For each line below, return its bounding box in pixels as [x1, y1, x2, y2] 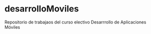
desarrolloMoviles [4, 3, 79, 14]
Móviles [4, 24, 20, 30]
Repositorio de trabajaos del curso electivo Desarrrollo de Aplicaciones [4, 19, 146, 25]
